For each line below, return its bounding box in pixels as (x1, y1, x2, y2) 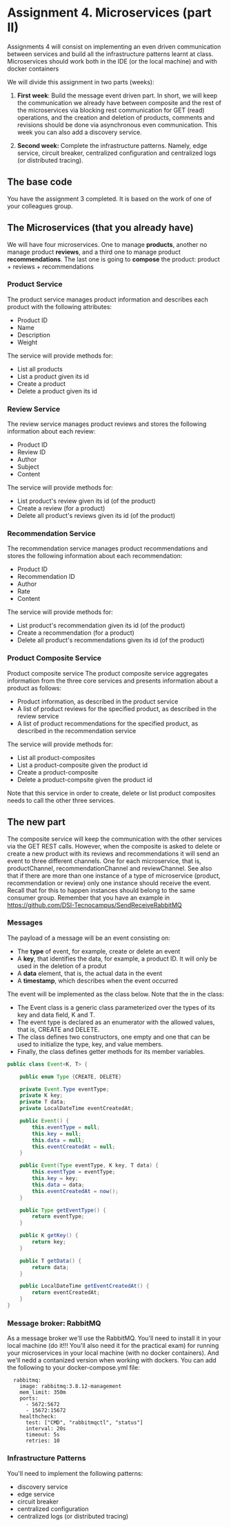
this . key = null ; (32, 1130, 81, 1137)
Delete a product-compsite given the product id (17, 775, 153, 784)
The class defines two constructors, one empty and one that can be (17, 1033, 210, 1041)
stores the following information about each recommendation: (7, 552, 183, 560)
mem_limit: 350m (19, 1389, 67, 1396)
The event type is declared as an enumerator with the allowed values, (17, 1018, 215, 1026)
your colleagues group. (7, 202, 74, 210)
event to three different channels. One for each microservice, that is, (7, 856, 201, 865)
